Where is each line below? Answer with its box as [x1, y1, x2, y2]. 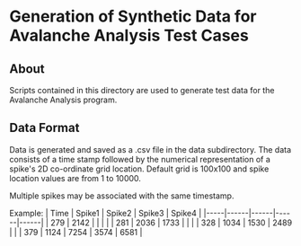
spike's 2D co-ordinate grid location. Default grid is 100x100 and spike [9, 163, 270, 174]
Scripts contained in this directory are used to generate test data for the [9, 85, 275, 95]
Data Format [9, 120, 80, 136]
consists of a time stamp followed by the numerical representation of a [9, 154, 271, 164]
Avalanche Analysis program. [9, 94, 118, 105]
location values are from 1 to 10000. [9, 172, 142, 183]
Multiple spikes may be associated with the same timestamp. [9, 190, 235, 201]
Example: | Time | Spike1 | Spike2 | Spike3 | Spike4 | [9, 207, 202, 218]
